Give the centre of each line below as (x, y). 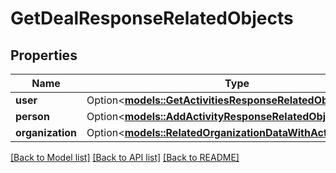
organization (46, 132)
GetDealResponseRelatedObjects (152, 18)
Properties (44, 55)
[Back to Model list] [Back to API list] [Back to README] (125, 157)
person (32, 116)
